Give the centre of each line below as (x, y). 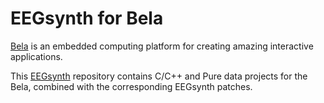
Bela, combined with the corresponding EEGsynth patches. (131, 86)
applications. (36, 56)
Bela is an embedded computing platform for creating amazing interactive (162, 46)
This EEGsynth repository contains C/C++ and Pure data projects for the (159, 76)
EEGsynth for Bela (87, 18)
